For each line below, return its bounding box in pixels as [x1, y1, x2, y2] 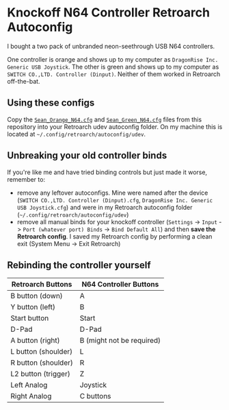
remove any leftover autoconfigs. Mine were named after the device [16, 189, 208, 197]
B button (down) [10, 291, 63, 301]
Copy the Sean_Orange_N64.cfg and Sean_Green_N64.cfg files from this [7, 115, 202, 123]
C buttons [79, 391, 111, 401]
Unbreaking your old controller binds [7, 149, 167, 162]
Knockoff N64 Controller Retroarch [7, 5, 211, 21]
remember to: [7, 175, 46, 183]
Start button [10, 313, 49, 323]
